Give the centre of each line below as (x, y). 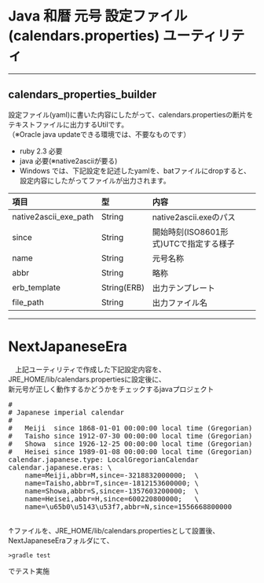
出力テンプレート (183, 288)
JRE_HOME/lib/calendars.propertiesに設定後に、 (87, 379)
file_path (28, 302)
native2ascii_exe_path (53, 216)
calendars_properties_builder (82, 95)
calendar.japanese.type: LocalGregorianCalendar (103, 459)
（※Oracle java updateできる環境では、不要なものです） (99, 134)
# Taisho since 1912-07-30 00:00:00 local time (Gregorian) (130, 436)
